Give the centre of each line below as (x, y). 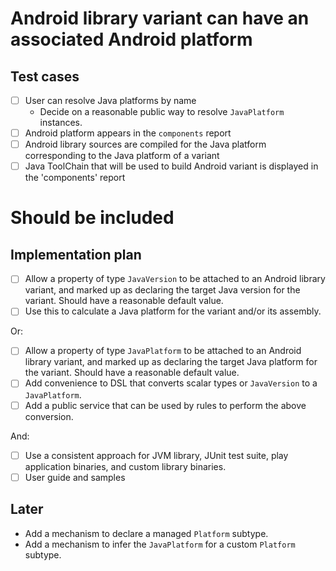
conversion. (49, 416)
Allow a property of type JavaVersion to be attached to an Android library (175, 279)
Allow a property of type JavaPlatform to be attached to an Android (163, 351)
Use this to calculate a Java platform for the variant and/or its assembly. (173, 311)
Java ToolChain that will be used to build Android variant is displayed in (171, 166)
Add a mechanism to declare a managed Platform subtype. (146, 533)
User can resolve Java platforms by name (110, 100)
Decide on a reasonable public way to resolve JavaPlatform (162, 112)
